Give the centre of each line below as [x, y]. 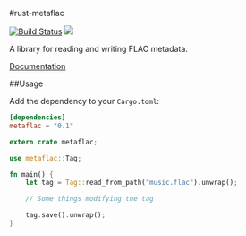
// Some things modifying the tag [89, 199]
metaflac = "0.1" [42, 126]
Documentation [38, 66]
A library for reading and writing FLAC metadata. [98, 49]
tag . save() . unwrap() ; [65, 215]
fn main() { [31, 174]
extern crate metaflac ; [54, 142]
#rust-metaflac [37, 13]
